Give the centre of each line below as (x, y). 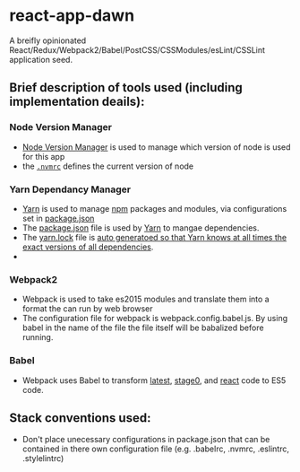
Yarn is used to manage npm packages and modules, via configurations (154, 208)
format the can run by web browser (88, 309)
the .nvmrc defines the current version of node (108, 166)
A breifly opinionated (48, 40)
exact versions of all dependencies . (88, 247)
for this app (43, 156)
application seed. (41, 59)
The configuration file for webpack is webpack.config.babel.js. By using (155, 319)
